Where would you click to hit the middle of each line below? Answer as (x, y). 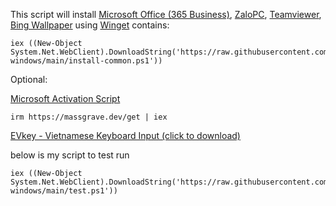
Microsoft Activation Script (65, 98)
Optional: (29, 79)
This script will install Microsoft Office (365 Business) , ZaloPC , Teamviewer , (166, 14)
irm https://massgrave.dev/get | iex (89, 117)
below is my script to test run (70, 155)
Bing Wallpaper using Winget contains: (90, 25)
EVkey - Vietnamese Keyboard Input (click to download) (125, 135)
